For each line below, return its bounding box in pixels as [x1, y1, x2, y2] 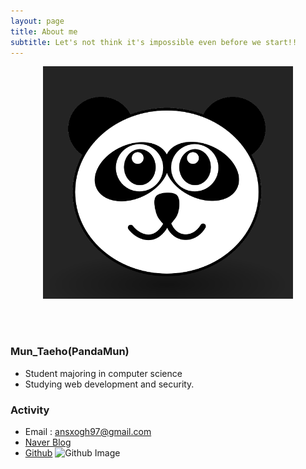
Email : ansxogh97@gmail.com [24, 425, 152, 437]
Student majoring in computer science [24, 367, 183, 379]
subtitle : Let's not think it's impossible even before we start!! [10, 37, 298, 47]
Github [24, 446, 53, 459]
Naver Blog [24, 436, 72, 448]
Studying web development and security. [24, 378, 195, 390]
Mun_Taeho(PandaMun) [10, 345, 130, 359]
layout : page [10, 16, 65, 26]
